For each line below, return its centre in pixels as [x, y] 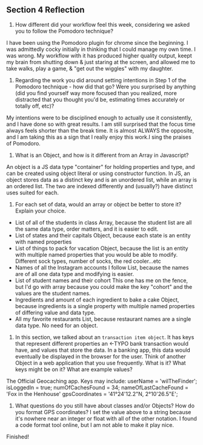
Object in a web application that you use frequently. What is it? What [100, 363]
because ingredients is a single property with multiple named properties [105, 306]
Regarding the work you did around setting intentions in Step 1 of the [101, 80]
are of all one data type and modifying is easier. [75, 274]
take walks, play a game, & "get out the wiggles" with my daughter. [90, 68]
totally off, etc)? [35, 106]
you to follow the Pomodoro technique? [64, 31]
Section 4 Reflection [45, 10]
